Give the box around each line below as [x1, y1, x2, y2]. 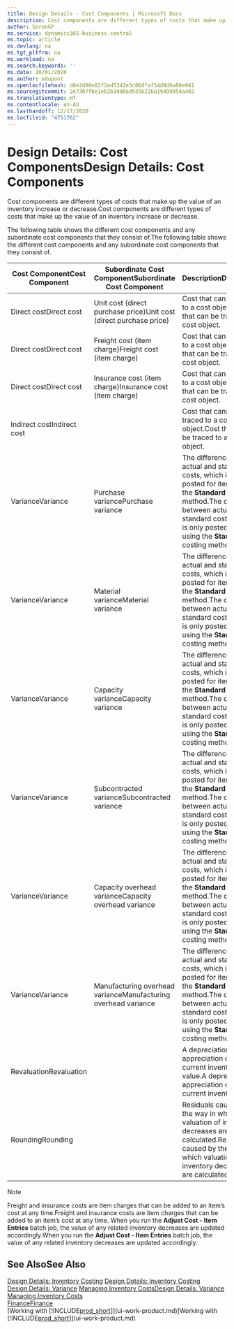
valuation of [182, 1117, 221, 1127]
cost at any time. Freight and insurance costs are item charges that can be [7, 1208, 219, 1217]
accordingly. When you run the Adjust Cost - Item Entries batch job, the [7, 1230, 213, 1239]
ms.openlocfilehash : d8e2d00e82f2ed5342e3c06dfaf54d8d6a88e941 [7, 82, 195, 89]
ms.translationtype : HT [7, 95, 77, 102]
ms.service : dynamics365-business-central [7, 29, 132, 37]
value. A [182, 1070, 207, 1080]
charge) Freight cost [93, 344, 159, 354]
